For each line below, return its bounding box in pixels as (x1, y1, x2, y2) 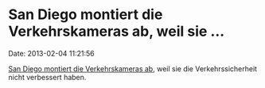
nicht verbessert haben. (8, 72, 87, 82)
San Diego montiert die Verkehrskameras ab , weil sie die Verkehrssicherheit (8, 63, 257, 73)
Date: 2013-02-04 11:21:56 (8, 48, 95, 58)
